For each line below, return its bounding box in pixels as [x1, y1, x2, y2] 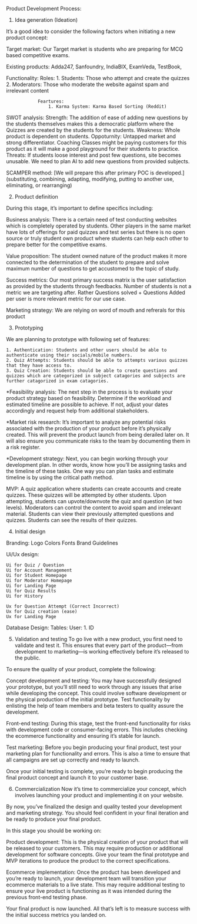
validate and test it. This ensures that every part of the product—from [14, 642, 183, 649]
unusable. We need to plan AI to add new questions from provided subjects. [6, 158, 190, 164]
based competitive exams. [6, 52, 70, 58]
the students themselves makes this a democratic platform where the [6, 120, 174, 127]
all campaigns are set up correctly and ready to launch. [6, 757, 140, 763]
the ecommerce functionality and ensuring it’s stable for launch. [6, 732, 161, 739]
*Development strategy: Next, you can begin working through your [6, 455, 169, 462]
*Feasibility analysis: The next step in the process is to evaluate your [6, 388, 173, 395]
